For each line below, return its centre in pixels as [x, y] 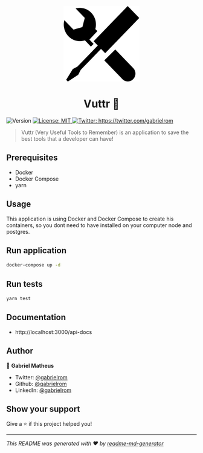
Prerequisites [32, 158]
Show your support [43, 409]
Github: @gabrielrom [41, 384]
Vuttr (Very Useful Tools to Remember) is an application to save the [105, 132]
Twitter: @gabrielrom [41, 377]
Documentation [36, 317]
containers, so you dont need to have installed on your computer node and [99, 225]
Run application [37, 250]
